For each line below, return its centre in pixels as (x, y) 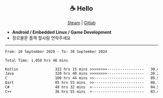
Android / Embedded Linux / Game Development (62, 32)
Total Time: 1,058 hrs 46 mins (37, 60)
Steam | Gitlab (81, 23)
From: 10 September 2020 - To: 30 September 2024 (56, 51)
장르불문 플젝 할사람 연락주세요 (41, 38)
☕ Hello (81, 8)
